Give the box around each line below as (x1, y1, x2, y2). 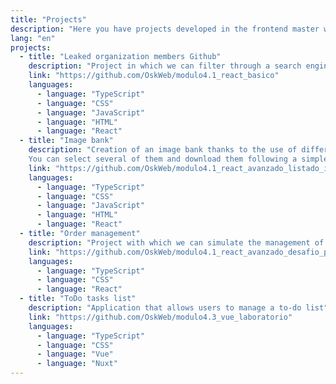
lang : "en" (10, 33, 56, 43)
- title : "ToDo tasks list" (19, 294, 137, 304)
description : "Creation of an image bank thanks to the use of (28, 145, 298, 155)
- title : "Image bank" (19, 136, 114, 146)
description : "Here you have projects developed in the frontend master (10, 24, 320, 34)
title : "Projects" (10, 14, 87, 25)
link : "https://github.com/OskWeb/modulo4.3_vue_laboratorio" (28, 312, 293, 322)
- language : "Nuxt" (36, 359, 118, 369)
